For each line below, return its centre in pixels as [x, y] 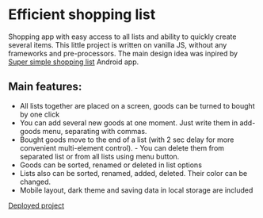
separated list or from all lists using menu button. [99, 156]
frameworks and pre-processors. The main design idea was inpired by [123, 53]
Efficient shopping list [82, 15]
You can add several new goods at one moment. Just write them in [129, 122]
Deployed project [36, 205]
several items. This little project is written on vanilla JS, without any [118, 44]
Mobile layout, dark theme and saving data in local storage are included [136, 190]
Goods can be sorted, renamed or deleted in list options [111, 165]
